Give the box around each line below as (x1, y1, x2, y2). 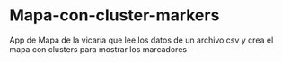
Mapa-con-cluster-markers (9, 5, 220, 26)
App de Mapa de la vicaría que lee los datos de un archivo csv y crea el (9, 35, 274, 45)
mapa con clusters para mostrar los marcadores (9, 43, 187, 54)
